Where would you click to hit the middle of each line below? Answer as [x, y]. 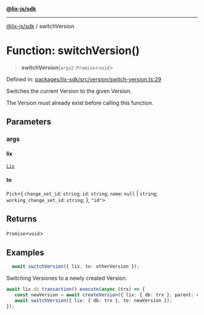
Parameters [29, 122]
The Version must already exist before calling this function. [80, 103]
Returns [22, 219]
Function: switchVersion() [73, 51]
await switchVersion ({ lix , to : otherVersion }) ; [76, 266]
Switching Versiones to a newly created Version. [67, 278]
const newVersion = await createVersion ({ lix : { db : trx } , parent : [104, 295]
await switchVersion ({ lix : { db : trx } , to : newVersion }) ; [93, 300]
